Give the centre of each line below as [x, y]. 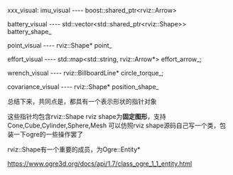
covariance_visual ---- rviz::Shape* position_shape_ [83, 87]
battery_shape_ [29, 32]
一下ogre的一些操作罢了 [48, 134]
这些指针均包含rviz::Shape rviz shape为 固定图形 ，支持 [87, 116]
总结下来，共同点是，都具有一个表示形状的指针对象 [82, 101]
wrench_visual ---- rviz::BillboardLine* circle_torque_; [86, 73]
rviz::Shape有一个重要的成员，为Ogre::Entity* [74, 149]
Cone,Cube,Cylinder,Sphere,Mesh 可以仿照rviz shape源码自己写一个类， [114, 125]
